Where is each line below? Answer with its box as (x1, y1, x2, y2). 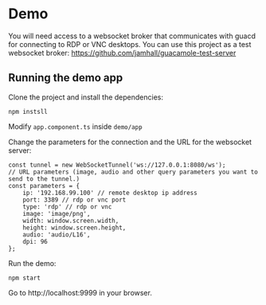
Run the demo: (8, 258, 57, 268)
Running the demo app (8, 71, 123, 84)
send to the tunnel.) (8, 174, 80, 183)
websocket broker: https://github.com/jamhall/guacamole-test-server (8, 48, 237, 57)
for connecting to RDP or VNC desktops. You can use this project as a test (8, 39, 252, 49)
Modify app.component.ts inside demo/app (8, 121, 143, 131)
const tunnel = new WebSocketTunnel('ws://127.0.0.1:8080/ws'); (8, 161, 226, 169)
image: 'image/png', (22, 209, 91, 217)
